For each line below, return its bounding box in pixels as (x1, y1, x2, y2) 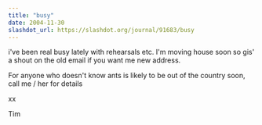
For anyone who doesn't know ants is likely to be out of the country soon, (8, 71, 246, 80)
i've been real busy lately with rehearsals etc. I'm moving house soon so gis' (8, 48, 255, 57)
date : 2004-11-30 (8, 19, 65, 27)
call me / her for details (8, 79, 83, 88)
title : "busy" (8, 11, 55, 20)
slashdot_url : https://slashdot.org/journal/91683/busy (8, 26, 195, 34)
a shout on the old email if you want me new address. (8, 55, 181, 65)
